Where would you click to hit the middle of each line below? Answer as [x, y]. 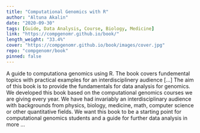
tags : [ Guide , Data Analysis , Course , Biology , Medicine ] [80, 28]
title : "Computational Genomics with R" [58, 12]
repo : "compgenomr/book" [37, 51]
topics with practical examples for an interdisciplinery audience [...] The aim [100, 80]
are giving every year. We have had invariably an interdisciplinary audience [99, 99]
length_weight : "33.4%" [36, 40]
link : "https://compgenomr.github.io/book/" [63, 34]
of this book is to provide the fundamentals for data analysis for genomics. [98, 86]
